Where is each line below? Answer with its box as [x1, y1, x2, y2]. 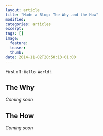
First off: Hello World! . [5, 69, 53, 75]
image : [5, 36, 19, 41]
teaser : [10, 45, 26, 50]
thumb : [10, 50, 24, 55]
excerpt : [5, 26, 24, 31]
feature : [10, 41, 28, 46]
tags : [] [5, 31, 24, 36]
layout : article [5, 7, 40, 13]
